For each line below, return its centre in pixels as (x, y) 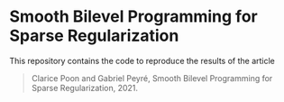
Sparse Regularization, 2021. (84, 88)
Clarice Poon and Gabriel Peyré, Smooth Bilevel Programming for (152, 78)
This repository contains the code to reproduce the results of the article (142, 60)
